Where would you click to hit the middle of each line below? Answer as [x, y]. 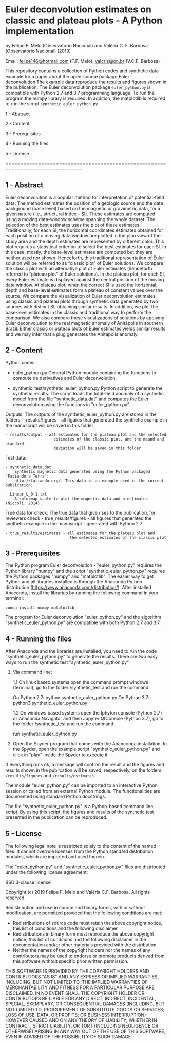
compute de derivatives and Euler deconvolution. [65, 378]
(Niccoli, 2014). [24, 503]
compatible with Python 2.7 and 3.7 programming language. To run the [80, 93]
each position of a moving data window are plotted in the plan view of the [83, 235]
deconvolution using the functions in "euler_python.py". [72, 404]
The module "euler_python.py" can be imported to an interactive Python [81, 785]
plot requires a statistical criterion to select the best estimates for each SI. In [86, 246]
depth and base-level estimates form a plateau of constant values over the [84, 290]
